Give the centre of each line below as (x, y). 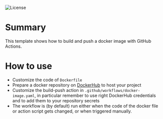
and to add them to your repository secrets (56, 100)
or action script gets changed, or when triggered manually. (72, 111)
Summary (25, 28)
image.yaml (23, 96)
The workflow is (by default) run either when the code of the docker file (85, 106)
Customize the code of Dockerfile (47, 80)
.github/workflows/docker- (112, 90)
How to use (29, 66)
